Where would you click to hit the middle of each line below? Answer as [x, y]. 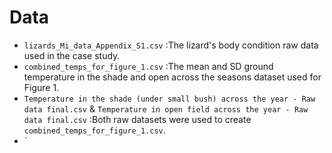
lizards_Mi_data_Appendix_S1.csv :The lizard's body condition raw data [171, 45]
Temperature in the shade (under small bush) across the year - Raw [169, 99]
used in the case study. [72, 55]
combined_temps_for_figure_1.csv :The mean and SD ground [148, 66]
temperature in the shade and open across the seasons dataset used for [172, 77]
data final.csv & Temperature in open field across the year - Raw [166, 108]
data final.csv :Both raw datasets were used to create [137, 119]
